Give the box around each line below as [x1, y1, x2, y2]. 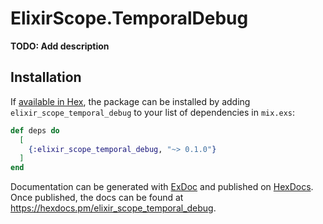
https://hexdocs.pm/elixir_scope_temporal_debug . [10, 202, 217, 214]
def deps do [10, 125, 60, 136]
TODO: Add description [10, 40, 110, 52]
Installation [10, 69, 82, 86]
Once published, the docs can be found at [10, 192, 184, 204]
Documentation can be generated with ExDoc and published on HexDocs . [10, 181, 314, 193]
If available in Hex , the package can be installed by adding [10, 95, 251, 107]
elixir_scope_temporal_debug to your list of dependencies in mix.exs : [10, 106, 296, 118]
